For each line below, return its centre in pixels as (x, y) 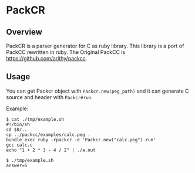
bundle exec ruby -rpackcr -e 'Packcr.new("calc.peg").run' (81, 140)
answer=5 (17, 165)
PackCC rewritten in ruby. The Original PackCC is (66, 52)
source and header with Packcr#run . (49, 97)
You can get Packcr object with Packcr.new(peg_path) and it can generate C (97, 91)
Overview (24, 32)
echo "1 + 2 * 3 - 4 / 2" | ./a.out (51, 150)
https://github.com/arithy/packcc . (47, 58)
